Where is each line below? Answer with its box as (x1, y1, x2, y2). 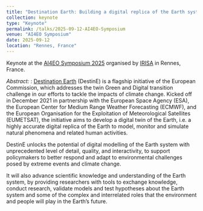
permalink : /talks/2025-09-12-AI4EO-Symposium (6, 25, 126, 32)
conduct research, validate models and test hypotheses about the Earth (6, 184, 184, 192)
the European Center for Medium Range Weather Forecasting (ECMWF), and (6, 103, 197, 110)
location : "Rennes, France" (6, 43, 77, 49)
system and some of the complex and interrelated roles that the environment (6, 191, 197, 198)
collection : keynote (6, 15, 59, 21)
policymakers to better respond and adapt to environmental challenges (6, 153, 182, 161)
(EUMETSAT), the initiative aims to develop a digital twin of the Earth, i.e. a (6, 116, 192, 123)
